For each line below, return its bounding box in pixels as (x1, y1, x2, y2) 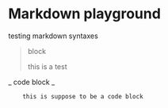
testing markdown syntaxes (8, 31, 99, 40)
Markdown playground (8, 5, 161, 23)
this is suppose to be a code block (22, 92, 144, 100)
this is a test (27, 61, 67, 71)
